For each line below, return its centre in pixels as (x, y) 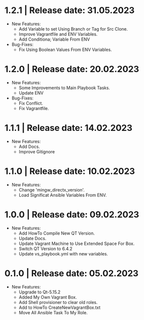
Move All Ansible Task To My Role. (53, 312)
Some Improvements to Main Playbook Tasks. (64, 88)
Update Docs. (32, 238)
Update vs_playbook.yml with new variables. (63, 254)
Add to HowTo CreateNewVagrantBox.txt (59, 307)
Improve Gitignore (37, 152)
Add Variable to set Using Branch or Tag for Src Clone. (73, 29)
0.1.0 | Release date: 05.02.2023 (72, 273)
